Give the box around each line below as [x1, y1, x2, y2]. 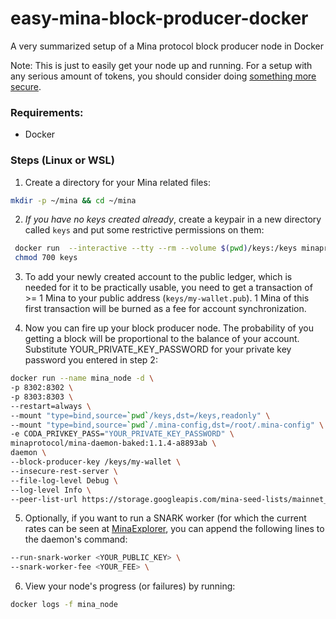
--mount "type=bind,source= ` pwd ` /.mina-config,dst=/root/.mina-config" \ [10, 420, 325, 430]
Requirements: [10, 105, 84, 119]
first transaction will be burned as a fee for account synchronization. [24, 303, 307, 315]
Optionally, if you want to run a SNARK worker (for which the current [24, 512, 307, 524]
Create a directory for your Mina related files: [24, 176, 211, 188]
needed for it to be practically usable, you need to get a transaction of [24, 282, 313, 294]
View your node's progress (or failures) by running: [24, 580, 236, 592]
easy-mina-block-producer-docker [10, 7, 309, 30]
